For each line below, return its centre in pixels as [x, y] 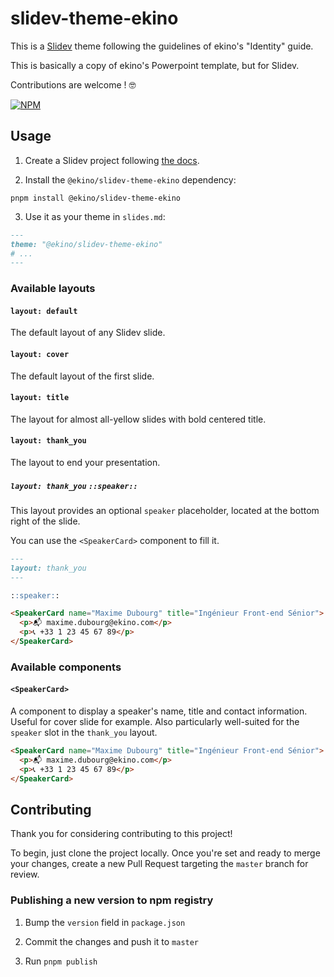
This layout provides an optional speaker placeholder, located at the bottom [165, 510]
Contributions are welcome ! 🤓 [73, 84]
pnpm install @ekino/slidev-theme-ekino [96, 198]
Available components [66, 667]
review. [25, 874]
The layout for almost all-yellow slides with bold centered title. [138, 419]
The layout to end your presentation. [85, 462]
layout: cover [40, 354]
